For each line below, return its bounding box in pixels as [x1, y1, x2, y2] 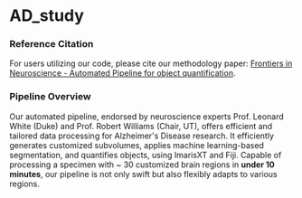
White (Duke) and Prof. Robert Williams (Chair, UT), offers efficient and [9, 120, 273, 131]
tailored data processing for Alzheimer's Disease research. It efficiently [9, 130, 274, 141]
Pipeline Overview [9, 90, 92, 103]
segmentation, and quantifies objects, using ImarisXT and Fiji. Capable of [9, 149, 282, 160]
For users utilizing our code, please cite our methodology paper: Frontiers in [9, 58, 293, 69]
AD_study [9, 5, 84, 26]
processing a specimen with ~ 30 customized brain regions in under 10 [9, 159, 275, 170]
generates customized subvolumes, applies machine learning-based [9, 139, 265, 150]
